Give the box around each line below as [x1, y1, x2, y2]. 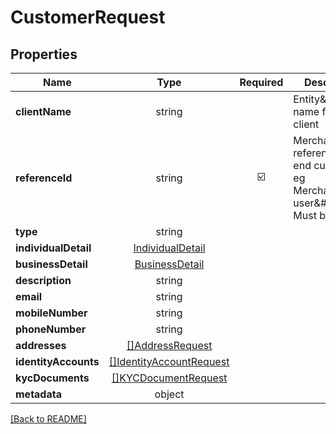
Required [239, 76, 284, 89]
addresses [15, 339, 67, 352]
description [15, 274, 72, 287]
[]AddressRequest [126, 339, 213, 352]
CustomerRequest [10, 6, 166, 29]
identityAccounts [15, 355, 100, 368]
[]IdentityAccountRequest [108, 355, 230, 368]
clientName [15, 105, 72, 118]
